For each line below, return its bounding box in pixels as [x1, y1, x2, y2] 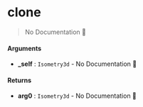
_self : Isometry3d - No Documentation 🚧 [17, 60, 137, 68]
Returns [7, 76, 32, 84]
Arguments [7, 44, 42, 52]
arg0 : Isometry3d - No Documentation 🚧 [17, 91, 137, 100]
